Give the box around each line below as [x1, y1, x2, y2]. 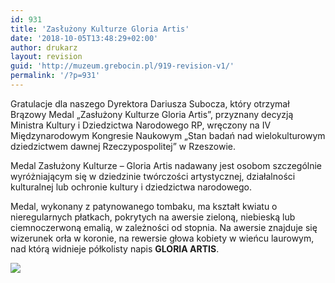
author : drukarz [10, 42, 78, 53]
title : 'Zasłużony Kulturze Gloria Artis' [10, 24, 190, 34]
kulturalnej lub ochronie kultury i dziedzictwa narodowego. [10, 181, 253, 193]
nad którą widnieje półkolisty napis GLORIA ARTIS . [10, 242, 220, 255]
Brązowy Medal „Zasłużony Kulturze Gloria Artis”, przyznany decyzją [10, 108, 294, 120]
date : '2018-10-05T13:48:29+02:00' [10, 33, 159, 43]
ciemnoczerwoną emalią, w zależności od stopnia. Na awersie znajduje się [10, 221, 318, 233]
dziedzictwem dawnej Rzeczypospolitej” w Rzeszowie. [10, 140, 237, 152]
